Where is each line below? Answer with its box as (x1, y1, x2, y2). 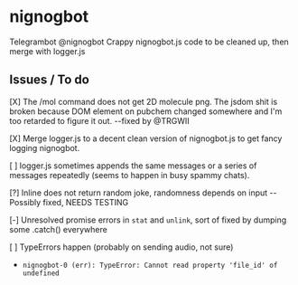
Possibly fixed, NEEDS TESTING (9, 196, 129, 207)
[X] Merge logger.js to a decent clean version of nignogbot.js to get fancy (9, 133, 283, 144)
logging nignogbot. (9, 142, 80, 153)
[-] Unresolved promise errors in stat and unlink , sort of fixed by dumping (9, 214, 287, 225)
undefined (22, 269, 61, 278)
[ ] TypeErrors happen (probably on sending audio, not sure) (9, 242, 234, 252)
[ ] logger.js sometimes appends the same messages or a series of (9, 160, 257, 171)
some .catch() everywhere (9, 223, 108, 234)
